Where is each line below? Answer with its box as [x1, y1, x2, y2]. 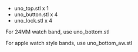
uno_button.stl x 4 [14, 11, 58, 18]
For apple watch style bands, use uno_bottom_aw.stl [5, 40, 133, 46]
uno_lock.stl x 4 [14, 17, 53, 24]
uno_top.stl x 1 [14, 5, 49, 12]
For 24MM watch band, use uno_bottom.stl [5, 28, 110, 35]
